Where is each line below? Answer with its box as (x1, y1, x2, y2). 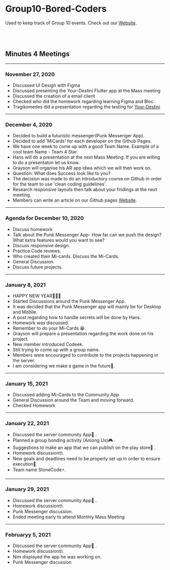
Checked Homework (12, 402, 56, 408)
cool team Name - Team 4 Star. (12, 149, 78, 155)
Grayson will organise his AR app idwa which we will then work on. (12, 165, 152, 171)
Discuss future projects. (12, 264, 63, 270)
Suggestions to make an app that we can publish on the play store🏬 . (12, 444, 156, 450)
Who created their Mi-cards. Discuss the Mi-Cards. (12, 253, 120, 259)
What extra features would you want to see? (12, 237, 105, 243)
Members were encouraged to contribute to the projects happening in (12, 352, 158, 358)
